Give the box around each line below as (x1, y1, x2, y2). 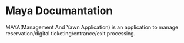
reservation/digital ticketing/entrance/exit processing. (5, 29, 136, 37)
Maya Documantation (5, 4, 113, 18)
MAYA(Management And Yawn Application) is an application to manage (5, 24, 179, 31)
